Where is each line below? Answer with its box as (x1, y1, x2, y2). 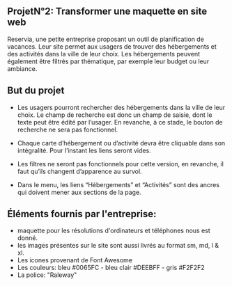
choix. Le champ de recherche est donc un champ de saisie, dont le (17, 111, 212, 119)
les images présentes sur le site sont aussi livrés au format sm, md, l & (17, 241, 219, 250)
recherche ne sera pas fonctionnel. (17, 125, 118, 134)
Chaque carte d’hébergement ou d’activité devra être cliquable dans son (17, 138, 226, 147)
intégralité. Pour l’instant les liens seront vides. (17, 146, 151, 154)
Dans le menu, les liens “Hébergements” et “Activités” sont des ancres (17, 180, 219, 189)
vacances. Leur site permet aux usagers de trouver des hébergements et (7, 42, 217, 51)
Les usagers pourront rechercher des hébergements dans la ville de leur (17, 103, 225, 111)
